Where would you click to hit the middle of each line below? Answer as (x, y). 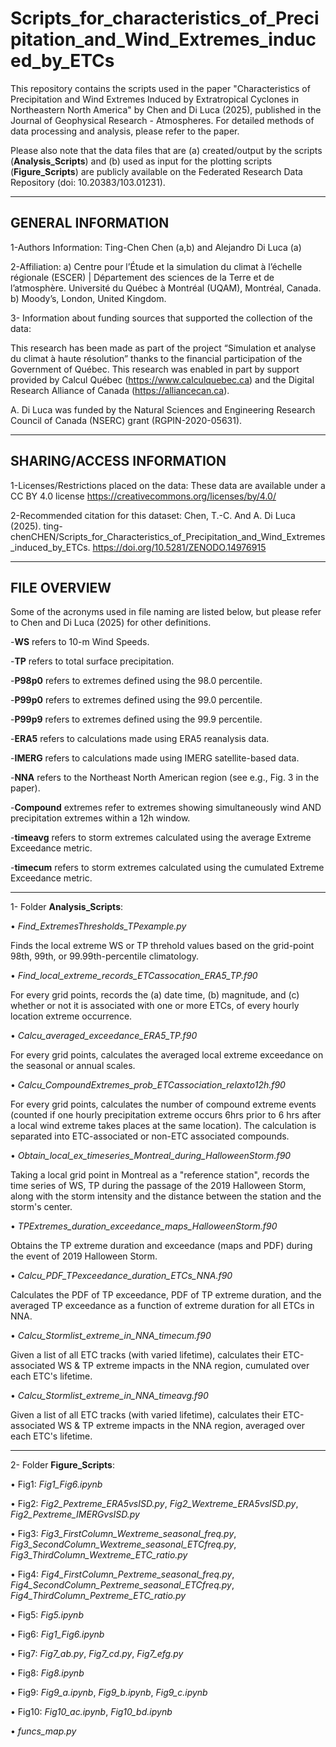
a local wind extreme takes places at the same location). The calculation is (163, 1126)
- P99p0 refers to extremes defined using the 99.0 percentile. (136, 700)
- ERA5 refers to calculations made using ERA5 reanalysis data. (140, 739)
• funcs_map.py (43, 1731)
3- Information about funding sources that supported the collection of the (161, 318)
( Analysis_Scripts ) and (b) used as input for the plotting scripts (141, 161)
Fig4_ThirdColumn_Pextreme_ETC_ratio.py (98, 1596)
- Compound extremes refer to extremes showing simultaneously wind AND (166, 808)
